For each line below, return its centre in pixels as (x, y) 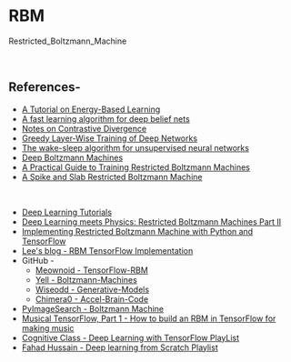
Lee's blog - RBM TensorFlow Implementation (107, 250)
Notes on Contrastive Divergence (84, 128)
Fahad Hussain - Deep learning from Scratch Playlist (120, 347)
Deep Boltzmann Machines (72, 157)
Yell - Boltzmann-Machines (86, 279)
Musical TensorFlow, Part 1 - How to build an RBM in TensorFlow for (149, 318)
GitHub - (38, 260)
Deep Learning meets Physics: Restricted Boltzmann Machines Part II (151, 221)
